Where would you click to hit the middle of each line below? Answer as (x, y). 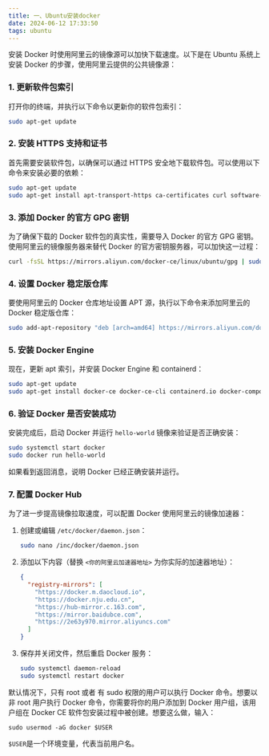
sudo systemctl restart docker (72, 676)
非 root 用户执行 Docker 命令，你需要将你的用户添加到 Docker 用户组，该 (129, 702)
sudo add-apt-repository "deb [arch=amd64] (82, 328)
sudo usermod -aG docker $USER (60, 727)
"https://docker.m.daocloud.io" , (90, 592)
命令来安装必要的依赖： (47, 173)
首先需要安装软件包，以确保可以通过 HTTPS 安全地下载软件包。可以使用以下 (134, 162)
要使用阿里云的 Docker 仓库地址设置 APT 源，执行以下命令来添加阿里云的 (129, 303)
